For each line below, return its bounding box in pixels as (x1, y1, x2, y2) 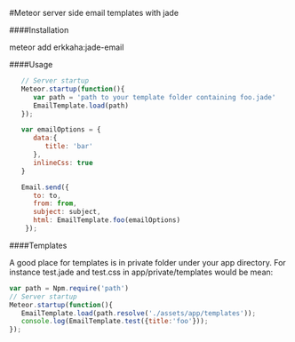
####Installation (9, 25, 69, 35)
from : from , (32, 199, 77, 208)
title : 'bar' (44, 142, 93, 151)
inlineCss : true (32, 158, 93, 167)
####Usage (9, 60, 53, 69)
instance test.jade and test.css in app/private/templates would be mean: (9, 266, 274, 277)
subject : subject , (32, 208, 101, 217)
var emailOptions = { (20, 125, 101, 134)
